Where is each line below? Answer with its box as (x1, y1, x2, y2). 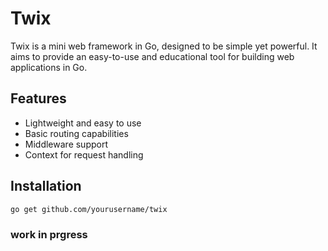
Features (10, 90, 67, 107)
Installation (10, 178, 82, 195)
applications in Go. (10, 61, 88, 73)
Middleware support (24, 138, 109, 150)
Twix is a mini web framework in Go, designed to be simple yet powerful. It (10, 40, 318, 52)
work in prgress (10, 228, 88, 242)
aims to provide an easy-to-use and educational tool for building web (10, 50, 295, 62)
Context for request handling (24, 148, 144, 161)
